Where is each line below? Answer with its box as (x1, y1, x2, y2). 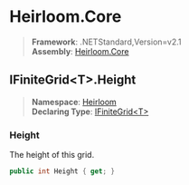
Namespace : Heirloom (31, 96, 118, 107)
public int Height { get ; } (9, 167, 116, 176)
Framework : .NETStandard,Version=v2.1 (31, 36, 182, 47)
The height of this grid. (9, 150, 95, 161)
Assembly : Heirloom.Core (31, 45, 129, 56)
